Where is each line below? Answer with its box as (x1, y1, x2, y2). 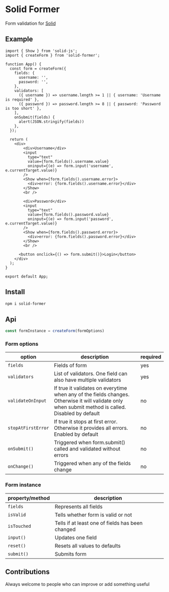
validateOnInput (8, 398, 47, 404)
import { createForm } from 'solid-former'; (5, 53, 100, 58)
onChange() (8, 464, 34, 470)
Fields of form (53, 362, 87, 369)
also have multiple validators (53, 377, 122, 384)
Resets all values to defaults (54, 542, 121, 549)
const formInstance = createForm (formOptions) (5, 329, 105, 334)
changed (54, 526, 76, 533)
